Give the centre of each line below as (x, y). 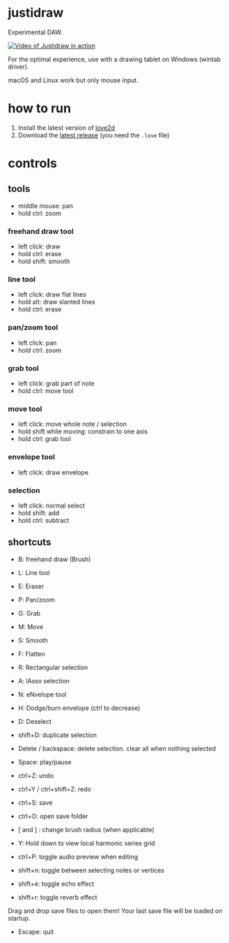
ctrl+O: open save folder (53, 816)
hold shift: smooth (44, 261)
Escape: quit (36, 931)
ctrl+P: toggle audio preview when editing (78, 856)
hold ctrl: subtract (44, 520)
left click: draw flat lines (52, 295)
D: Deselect (34, 721)
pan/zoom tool (33, 327)
